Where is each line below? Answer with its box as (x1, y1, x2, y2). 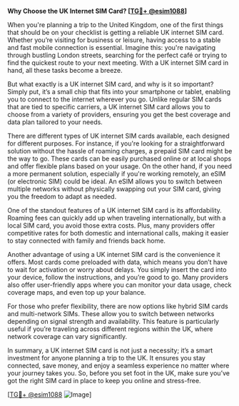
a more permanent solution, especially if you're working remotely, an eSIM (7, 170, 226, 178)
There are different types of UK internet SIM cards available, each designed (7, 132, 230, 140)
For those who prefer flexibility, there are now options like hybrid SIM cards (7, 302, 228, 310)
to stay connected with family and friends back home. (7, 236, 166, 245)
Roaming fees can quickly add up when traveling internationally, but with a (7, 214, 226, 222)
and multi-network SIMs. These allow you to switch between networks (7, 310, 215, 318)
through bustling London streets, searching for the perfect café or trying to (7, 51, 228, 59)
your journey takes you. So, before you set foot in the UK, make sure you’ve (7, 369, 230, 377)
